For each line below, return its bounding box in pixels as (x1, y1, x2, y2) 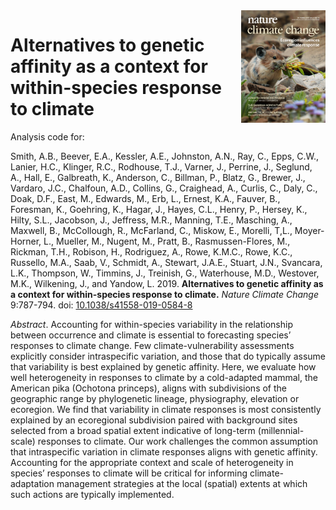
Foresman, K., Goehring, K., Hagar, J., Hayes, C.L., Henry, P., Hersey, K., (10, 203, 308, 215)
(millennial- (257, 424, 305, 436)
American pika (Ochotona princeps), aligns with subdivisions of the (10, 382, 288, 394)
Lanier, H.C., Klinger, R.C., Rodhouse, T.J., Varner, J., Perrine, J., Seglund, (10, 160, 313, 173)
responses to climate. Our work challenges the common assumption (37, 435, 318, 447)
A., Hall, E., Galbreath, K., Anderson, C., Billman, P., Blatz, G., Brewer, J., (10, 171, 306, 183)
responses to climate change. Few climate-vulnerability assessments (10, 339, 295, 351)
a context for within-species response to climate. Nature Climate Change (10, 288, 319, 300)
